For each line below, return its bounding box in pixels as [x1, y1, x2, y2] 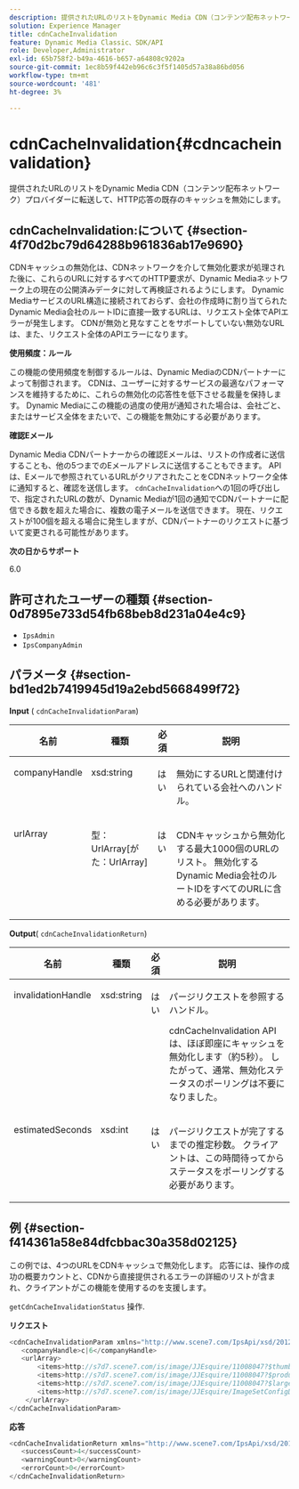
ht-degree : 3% [9, 87, 62, 96]
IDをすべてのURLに [194, 883, 273, 895]
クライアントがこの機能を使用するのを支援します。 [25, 1282, 212, 1292]
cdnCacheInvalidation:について [9, 223, 185, 238]
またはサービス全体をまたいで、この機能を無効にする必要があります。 [9, 411, 265, 422]
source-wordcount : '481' [9, 79, 101, 88]
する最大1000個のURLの [176, 842, 280, 855]
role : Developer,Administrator [9, 46, 125, 55]
